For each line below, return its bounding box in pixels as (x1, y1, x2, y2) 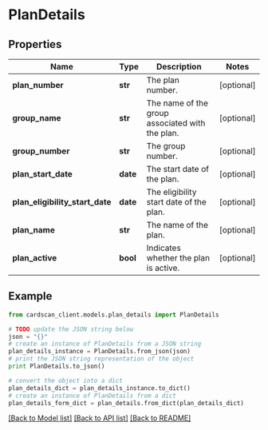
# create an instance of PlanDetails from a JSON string (8, 340, 202, 348)
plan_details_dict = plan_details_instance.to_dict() (8, 384, 191, 392)
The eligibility (146, 186, 197, 197)
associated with (146, 117, 206, 129)
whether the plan (146, 253, 210, 263)
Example (8, 289, 53, 303)
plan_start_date (12, 169, 73, 179)
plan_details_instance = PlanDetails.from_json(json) (8, 348, 191, 356)
